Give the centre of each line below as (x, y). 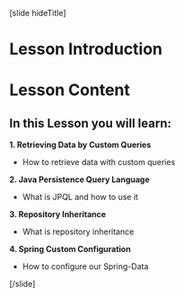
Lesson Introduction (86, 49)
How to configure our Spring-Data (85, 266)
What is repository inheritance (78, 231)
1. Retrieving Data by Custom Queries (80, 145)
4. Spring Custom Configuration (70, 249)
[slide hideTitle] (38, 13)
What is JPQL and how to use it (80, 197)
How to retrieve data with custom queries (99, 162)
